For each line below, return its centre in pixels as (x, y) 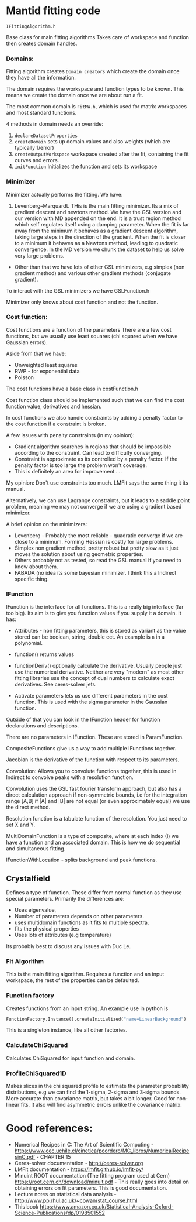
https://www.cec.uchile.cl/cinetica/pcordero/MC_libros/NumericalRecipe (102, 1151)
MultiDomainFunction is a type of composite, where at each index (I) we (92, 836)
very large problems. (39, 255)
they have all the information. (41, 78)
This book (27, 1206)
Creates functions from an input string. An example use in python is (87, 1008)
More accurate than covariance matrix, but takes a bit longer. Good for (91, 1098)
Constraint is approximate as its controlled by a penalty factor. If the (96, 459)
